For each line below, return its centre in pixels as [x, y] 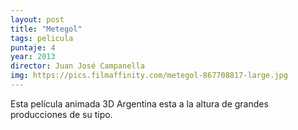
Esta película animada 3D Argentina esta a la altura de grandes [139, 103]
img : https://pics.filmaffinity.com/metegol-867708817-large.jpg [149, 76]
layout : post [37, 19]
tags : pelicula [42, 38]
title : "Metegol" [46, 29]
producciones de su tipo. [61, 114]
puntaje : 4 [33, 47]
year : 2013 [33, 57]
